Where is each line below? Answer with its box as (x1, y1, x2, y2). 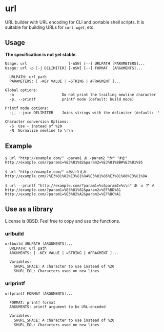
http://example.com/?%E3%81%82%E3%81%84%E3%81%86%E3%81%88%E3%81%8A (5, 174, 147, 179)
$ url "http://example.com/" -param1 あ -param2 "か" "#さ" (5, 156, 128, 161)
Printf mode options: (5, 106, 49, 111)
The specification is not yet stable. (5, 51, 77, 57)
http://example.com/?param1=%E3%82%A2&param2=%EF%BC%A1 (5, 192, 121, 197)
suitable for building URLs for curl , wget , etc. (5, 24, 95, 30)
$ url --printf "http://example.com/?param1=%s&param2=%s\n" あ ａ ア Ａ (5, 183, 155, 189)
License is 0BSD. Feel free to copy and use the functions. (5, 218, 121, 224)
